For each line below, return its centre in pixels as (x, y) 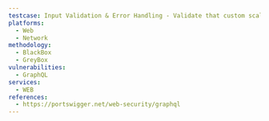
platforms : (26, 23)
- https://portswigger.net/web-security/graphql (98, 104)
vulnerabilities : (37, 68)
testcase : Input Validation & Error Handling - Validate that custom (127, 16)
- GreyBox (32, 60)
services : (25, 82)
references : (28, 97)
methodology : (30, 45)
